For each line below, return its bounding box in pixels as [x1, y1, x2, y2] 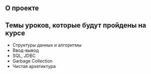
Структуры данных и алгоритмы [12, 42, 81, 48]
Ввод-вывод [12, 47, 39, 53]
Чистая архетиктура [12, 63, 56, 69]
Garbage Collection [12, 58, 53, 64]
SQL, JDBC [12, 52, 36, 59]
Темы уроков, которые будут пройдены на [5, 21, 146, 29]
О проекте [5, 4, 39, 12]
